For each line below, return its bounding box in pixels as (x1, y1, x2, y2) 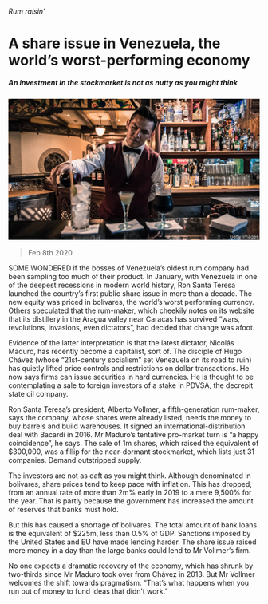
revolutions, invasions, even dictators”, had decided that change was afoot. (8, 323, 255, 333)
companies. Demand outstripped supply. (8, 456, 142, 465)
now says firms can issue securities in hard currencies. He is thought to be (8, 372, 254, 382)
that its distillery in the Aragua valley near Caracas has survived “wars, (8, 314, 241, 324)
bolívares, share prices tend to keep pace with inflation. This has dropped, (8, 480, 253, 489)
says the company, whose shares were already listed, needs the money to (8, 413, 252, 423)
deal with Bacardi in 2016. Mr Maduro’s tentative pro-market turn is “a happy (8, 430, 259, 440)
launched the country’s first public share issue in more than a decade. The (8, 289, 253, 298)
